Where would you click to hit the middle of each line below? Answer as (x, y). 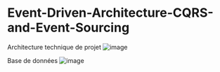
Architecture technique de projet (54, 47)
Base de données (33, 60)
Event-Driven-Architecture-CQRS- (110, 13)
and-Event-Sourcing (69, 28)
